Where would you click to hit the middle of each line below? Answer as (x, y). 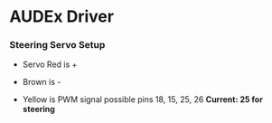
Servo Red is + (50, 64)
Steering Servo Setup (57, 45)
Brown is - (42, 82)
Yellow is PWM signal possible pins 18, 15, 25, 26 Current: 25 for (143, 99)
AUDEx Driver (62, 17)
